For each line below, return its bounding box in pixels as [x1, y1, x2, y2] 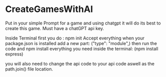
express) [5, 51, 24, 57]
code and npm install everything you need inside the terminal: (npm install [5, 45, 158, 51]
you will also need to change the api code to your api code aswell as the [5, 60, 155, 66]
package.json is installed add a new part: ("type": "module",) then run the [5, 40, 157, 46]
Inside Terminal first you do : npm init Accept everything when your [5, 35, 145, 41]
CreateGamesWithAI [5, 3, 93, 15]
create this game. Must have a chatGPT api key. [5, 25, 104, 31]
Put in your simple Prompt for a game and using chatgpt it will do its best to [5, 20, 161, 26]
